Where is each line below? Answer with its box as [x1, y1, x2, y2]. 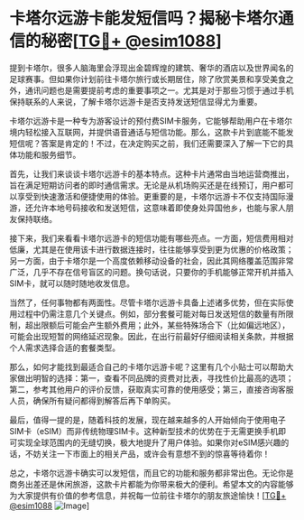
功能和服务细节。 [16, 149, 81, 160]
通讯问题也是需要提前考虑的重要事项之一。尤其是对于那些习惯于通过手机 [24, 85, 294, 96]
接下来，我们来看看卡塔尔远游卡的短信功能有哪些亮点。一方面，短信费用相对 [9, 232, 294, 244]
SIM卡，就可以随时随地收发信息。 [9, 277, 135, 289]
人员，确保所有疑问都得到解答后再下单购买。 [9, 395, 176, 406]
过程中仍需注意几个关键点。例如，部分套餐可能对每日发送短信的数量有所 [16, 308, 286, 319]
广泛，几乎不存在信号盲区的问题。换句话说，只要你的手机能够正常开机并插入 [9, 266, 294, 277]
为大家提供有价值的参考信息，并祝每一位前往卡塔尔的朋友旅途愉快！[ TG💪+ [9, 489, 287, 501]
